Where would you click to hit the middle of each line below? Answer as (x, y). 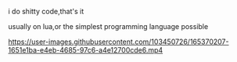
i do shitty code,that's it (46, 11)
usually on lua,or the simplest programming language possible (108, 26)
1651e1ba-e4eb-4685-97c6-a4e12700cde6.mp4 (86, 50)
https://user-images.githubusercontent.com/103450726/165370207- (118, 42)
